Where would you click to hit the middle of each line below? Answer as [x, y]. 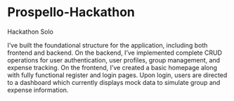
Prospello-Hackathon [71, 12]
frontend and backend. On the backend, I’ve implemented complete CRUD [115, 53]
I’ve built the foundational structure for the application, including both [108, 45]
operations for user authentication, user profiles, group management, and [113, 60]
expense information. [38, 90]
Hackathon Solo [31, 32]
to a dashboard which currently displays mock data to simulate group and [114, 82]
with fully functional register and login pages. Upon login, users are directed [117, 75]
